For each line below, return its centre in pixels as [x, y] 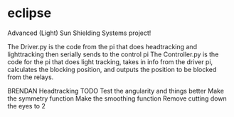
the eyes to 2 [27, 106]
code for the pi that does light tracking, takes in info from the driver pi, [110, 61]
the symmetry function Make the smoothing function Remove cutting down [117, 98]
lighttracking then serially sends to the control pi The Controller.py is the [113, 54]
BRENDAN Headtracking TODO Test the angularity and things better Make [116, 91]
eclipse [30, 13]
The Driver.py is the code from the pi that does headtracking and [102, 46]
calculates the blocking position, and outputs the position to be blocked [112, 69]
